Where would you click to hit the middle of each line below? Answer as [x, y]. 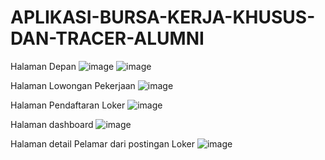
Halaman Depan [43, 66]
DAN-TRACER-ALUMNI [107, 38]
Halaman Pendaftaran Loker [68, 105]
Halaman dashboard [52, 124]
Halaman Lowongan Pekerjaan [73, 85]
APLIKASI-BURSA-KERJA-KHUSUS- [163, 17]
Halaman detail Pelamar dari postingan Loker [102, 143]
